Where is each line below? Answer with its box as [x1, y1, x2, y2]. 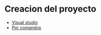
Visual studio [11, 19, 38, 25]
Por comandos [11, 24, 41, 30]
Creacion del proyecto [4, 3, 97, 15]
